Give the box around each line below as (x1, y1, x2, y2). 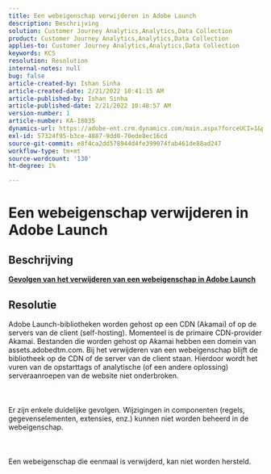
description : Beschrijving (8, 19, 99, 27)
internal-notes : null (8, 65, 81, 73)
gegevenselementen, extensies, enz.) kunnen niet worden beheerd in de (8, 413, 249, 423)
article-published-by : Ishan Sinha (8, 94, 128, 103)
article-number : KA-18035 (8, 117, 95, 125)
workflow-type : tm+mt (8, 147, 81, 155)
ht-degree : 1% (8, 162, 56, 170)
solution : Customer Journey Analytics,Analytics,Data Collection (8, 27, 232, 35)
